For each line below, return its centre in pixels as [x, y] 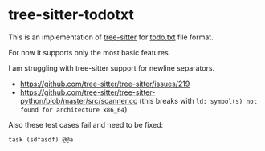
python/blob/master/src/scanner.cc [79, 100]
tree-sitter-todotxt [71, 15]
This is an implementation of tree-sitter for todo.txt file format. [111, 37]
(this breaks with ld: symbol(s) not [198, 100]
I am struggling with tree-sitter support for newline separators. [112, 68]
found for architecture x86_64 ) [73, 109]
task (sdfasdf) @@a [41, 139]
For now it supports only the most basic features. [90, 52]
